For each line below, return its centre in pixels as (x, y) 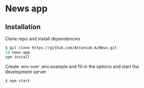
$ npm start (17, 81)
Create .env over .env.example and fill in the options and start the (72, 66)
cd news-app (17, 52)
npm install (17, 57)
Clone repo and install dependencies (43, 39)
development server (26, 72)
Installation (23, 27)
